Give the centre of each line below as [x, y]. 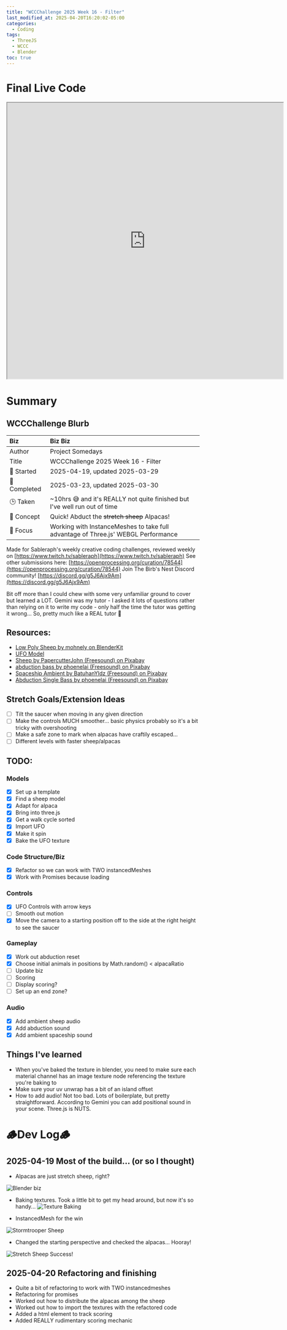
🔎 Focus [21, 530]
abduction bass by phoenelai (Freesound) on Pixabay [82, 667]
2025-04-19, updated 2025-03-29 [104, 471]
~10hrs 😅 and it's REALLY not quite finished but [120, 499]
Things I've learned [44, 1055]
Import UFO [30, 827]
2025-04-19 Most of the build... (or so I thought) [101, 1162]
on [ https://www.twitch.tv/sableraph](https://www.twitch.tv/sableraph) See [101, 555]
